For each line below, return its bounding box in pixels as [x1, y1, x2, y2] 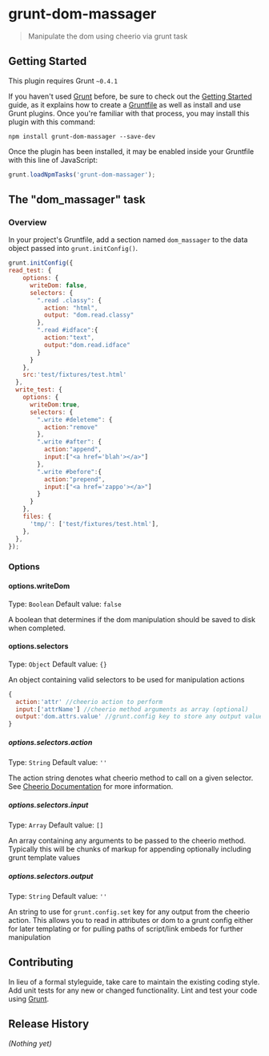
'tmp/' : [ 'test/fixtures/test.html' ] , [29, 520, 159, 528]
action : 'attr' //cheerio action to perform [15, 698, 163, 706]
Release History [8, 1018, 90, 1031]
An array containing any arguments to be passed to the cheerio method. [8, 835, 247, 846]
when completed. [8, 623, 66, 633]
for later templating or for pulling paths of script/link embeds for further [8, 924, 243, 934]
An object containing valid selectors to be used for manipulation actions [8, 674, 245, 684]
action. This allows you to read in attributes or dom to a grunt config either [8, 916, 254, 925]
